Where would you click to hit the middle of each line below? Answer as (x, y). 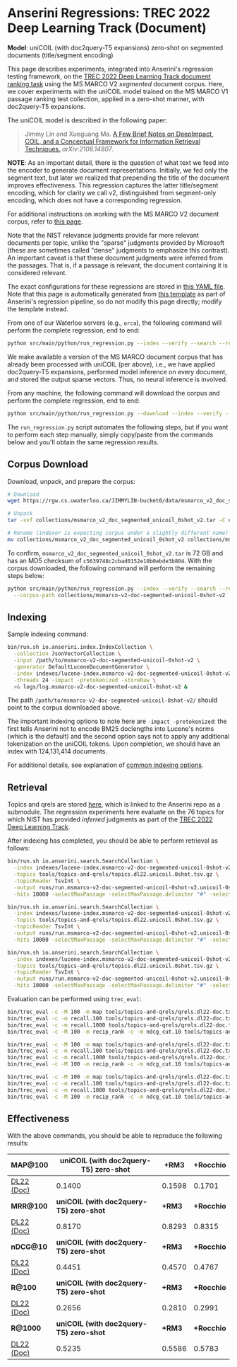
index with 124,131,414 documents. (57, 751)
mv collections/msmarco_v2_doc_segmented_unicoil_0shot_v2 (96, 539)
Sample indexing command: (48, 634)
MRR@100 (29, 1206)
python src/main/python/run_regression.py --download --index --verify (115, 413)
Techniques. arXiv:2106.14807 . (69, 149)
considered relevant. (37, 272)
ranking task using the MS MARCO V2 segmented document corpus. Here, (116, 83)
